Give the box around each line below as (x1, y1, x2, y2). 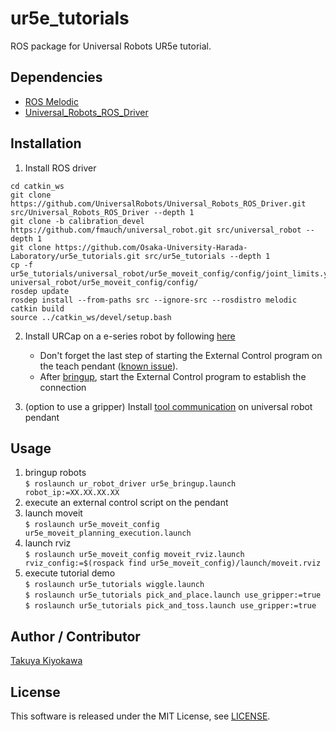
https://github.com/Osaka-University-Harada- (54, 242, 248, 252)
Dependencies (10, 69, 103, 86)
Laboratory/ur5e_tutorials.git (10, 251, 141, 261)
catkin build (10, 303, 65, 314)
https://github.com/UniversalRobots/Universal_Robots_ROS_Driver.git (10, 198, 307, 209)
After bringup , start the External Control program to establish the (39, 370, 307, 382)
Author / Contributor (10, 628, 141, 645)
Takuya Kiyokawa (10, 655, 83, 667)
